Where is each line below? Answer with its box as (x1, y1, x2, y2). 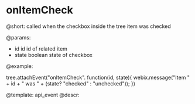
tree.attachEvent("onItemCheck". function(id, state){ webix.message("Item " (6, 74, 190, 81)
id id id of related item (14, 45, 67, 52)
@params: (6, 34, 31, 41)
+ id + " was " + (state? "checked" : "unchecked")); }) (6, 80, 136, 87)
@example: (6, 62, 33, 70)
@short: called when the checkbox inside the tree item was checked (6, 23, 171, 30)
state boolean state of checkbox (14, 51, 93, 58)
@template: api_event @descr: (6, 91, 80, 98)
